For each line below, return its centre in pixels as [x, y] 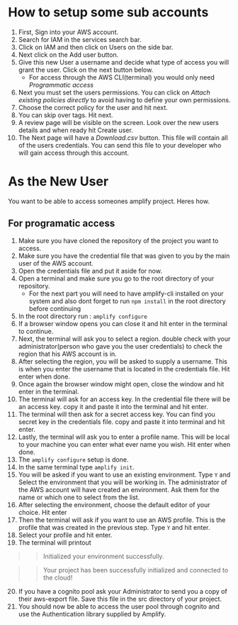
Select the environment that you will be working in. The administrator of [123, 482]
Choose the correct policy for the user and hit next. [93, 107]
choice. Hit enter [42, 512]
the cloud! [58, 577]
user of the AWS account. [56, 263]
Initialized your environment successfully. [103, 556]
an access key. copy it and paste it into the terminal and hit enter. [113, 406]
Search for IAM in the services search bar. [80, 39]
